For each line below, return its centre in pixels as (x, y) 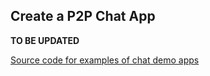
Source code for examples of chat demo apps (105, 60)
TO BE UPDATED (45, 40)
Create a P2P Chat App (83, 16)
